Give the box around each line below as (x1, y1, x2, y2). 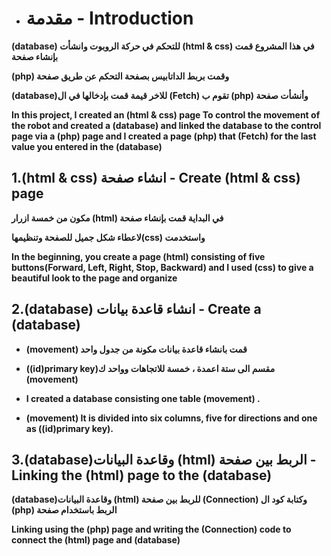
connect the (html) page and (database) (11, 534, 181, 546)
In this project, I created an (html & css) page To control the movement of (11, 108, 321, 121)
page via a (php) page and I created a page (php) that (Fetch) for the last (11, 130, 317, 142)
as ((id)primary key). (25, 422, 114, 434)
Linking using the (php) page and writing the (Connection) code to (11, 523, 292, 536)
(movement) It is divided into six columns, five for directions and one (25, 412, 318, 424)
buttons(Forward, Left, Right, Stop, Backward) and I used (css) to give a (11, 261, 314, 273)
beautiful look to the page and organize (11, 272, 178, 284)
